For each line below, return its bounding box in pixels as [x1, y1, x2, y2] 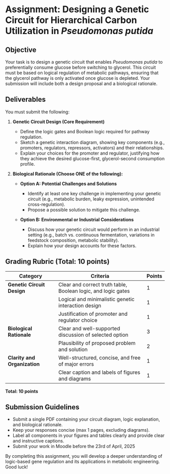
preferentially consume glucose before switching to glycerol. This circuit [5, 65, 156, 70]
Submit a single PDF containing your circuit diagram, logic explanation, [12, 416, 160, 423]
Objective [5, 45, 37, 54]
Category [19, 272, 42, 279]
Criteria [91, 272, 110, 279]
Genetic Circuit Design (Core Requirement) [12, 118, 105, 125]
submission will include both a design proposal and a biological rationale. [5, 80, 158, 86]
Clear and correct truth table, [58, 281, 127, 288]
